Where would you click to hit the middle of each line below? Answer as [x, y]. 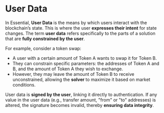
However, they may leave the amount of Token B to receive [73, 74]
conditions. [24, 85]
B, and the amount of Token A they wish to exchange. [68, 69]
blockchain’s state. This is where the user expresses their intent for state [81, 28]
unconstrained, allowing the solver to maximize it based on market [81, 79]
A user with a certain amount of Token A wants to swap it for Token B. [85, 58]
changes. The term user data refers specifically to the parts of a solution [80, 33]
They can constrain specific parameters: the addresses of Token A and [86, 63]
